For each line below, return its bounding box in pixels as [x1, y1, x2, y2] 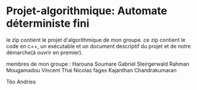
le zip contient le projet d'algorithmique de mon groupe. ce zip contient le [6, 36, 186, 43]
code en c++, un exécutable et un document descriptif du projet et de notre [6, 43, 191, 50]
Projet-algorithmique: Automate [6, 4, 167, 18]
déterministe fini [6, 17, 90, 30]
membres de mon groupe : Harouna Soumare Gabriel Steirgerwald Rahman [6, 60, 190, 67]
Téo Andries [6, 78, 36, 85]
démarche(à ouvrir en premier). [6, 49, 83, 56]
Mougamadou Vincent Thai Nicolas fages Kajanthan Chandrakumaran [6, 66, 177, 73]
